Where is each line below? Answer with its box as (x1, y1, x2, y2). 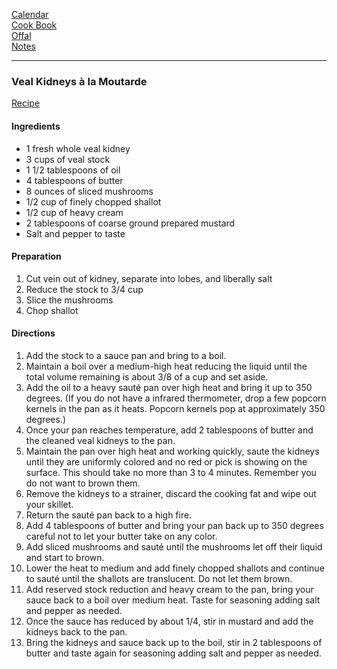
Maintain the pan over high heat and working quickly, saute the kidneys (25, 445, 320, 457)
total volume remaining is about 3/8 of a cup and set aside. (25, 370, 269, 383)
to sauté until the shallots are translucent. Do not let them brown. (25, 572, 293, 584)
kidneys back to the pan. (25, 625, 128, 638)
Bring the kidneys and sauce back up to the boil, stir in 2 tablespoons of (25, 636, 323, 648)
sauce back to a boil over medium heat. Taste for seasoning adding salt (25, 594, 321, 606)
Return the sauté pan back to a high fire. (25, 509, 193, 521)
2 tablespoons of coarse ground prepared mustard (25, 217, 236, 229)
